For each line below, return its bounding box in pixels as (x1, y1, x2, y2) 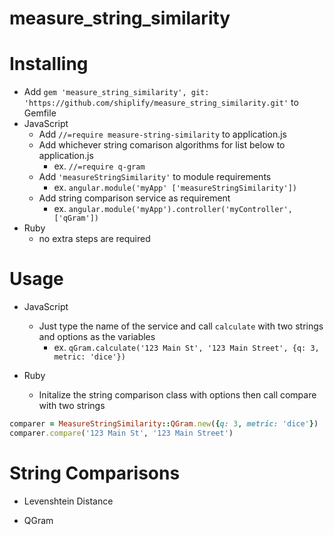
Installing (9, 53, 89, 76)
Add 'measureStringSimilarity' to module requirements (38, 171, 272, 183)
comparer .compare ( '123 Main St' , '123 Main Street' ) (9, 428, 234, 438)
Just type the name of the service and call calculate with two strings (38, 320, 324, 332)
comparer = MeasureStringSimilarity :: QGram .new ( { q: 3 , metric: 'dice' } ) (9, 419, 319, 429)
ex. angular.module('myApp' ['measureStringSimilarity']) (53, 182, 297, 194)
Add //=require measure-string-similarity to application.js (38, 128, 288, 141)
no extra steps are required (38, 233, 151, 245)
